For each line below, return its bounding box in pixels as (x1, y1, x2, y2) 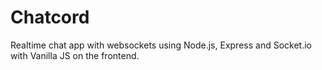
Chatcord (10, 6, 90, 29)
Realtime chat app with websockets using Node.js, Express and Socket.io (10, 39, 312, 51)
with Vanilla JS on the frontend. (10, 49, 140, 61)
